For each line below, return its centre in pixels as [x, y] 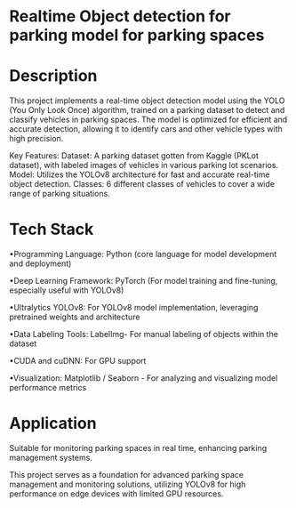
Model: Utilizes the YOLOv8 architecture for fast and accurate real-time [140, 174]
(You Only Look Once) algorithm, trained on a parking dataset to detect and [147, 110]
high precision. [36, 139]
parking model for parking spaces [137, 35]
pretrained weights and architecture [75, 317]
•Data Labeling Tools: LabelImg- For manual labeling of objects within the [144, 335]
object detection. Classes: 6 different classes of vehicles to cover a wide [142, 184]
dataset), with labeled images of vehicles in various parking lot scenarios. [144, 165]
